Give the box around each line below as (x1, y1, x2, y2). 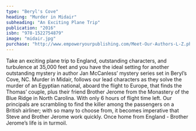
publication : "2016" (6, 25, 57, 31)
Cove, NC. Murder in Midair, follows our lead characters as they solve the (6, 75, 182, 82)
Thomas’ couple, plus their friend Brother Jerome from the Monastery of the (6, 88, 190, 95)
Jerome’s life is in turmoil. (6, 119, 68, 126)
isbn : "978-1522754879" (6, 30, 64, 36)
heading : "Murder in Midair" (6, 14, 77, 20)
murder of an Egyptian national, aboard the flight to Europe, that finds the (6, 82, 182, 89)
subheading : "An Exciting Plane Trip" (6, 19, 100, 25)
